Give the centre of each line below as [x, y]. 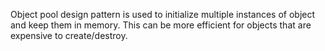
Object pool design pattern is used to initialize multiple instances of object [163, 14]
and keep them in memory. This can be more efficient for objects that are [161, 25]
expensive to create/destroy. [69, 35]
